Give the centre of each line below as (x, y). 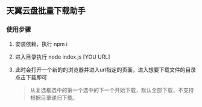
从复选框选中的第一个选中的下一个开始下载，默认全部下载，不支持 (112, 90)
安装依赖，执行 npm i (41, 44)
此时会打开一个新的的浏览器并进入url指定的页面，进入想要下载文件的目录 (105, 70)
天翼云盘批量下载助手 (46, 11)
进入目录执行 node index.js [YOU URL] (62, 57)
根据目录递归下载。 (54, 97)
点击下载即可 (31, 77)
